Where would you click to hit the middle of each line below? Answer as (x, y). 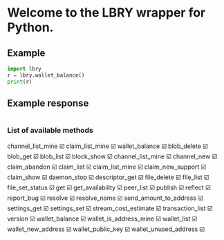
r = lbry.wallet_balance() (46, 75)
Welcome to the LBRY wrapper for (106, 13)
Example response (48, 103)
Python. (30, 27)
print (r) (20, 82)
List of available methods (50, 131)
